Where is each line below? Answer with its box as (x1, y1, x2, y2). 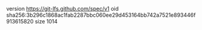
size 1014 (34, 18, 58, 25)
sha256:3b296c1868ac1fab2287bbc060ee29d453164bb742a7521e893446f (6, 11, 196, 19)
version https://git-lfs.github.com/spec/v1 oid (6, 5, 119, 12)
